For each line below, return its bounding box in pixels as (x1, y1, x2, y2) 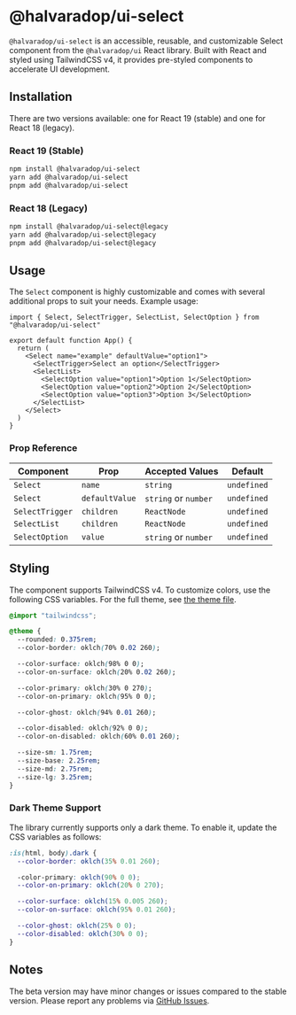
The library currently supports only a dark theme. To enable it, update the (9, 822, 277, 833)
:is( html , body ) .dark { (9, 848, 97, 857)
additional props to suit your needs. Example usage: (9, 296, 199, 306)
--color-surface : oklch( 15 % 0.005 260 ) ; (17, 897, 168, 906)
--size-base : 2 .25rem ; (17, 756, 101, 765)
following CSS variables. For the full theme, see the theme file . (9, 593, 237, 604)
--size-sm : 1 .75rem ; (17, 748, 93, 757)
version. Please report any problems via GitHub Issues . (9, 995, 210, 1006)
